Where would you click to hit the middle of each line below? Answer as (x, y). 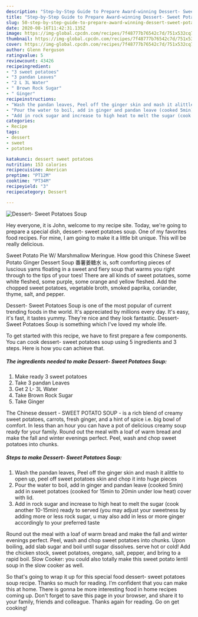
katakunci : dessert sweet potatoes (50, 159)
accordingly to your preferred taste (57, 522)
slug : (13, 22)
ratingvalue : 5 (25, 55)
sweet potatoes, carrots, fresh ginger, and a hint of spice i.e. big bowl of (94, 419)
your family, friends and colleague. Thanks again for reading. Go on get (93, 602)
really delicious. (25, 244)
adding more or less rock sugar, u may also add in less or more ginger (99, 516)
